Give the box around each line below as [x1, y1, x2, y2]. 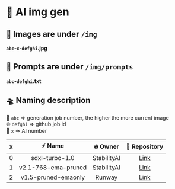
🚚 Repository [126, 142, 164, 150]
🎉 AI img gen [6, 5, 69, 19]
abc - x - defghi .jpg [6, 44, 47, 52]
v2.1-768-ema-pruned [18, 163, 87, 171]
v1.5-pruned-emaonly [20, 173, 85, 181]
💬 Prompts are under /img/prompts [6, 62, 133, 72]
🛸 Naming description [6, 95, 91, 105]
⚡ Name [41, 142, 64, 150]
